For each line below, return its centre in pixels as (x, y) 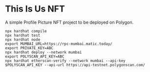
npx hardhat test (23, 35)
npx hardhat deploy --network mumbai (43, 52)
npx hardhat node (23, 40)
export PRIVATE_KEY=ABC (29, 48)
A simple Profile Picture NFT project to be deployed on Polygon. (69, 22)
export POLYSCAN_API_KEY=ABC (35, 57)
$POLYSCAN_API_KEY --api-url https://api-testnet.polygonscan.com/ (75, 65)
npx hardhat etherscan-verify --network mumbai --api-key (65, 61)
